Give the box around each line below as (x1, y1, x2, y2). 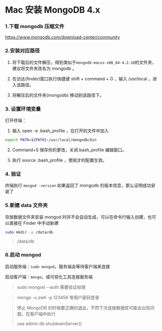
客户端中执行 (30, 311, 56, 316)
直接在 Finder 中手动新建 (9, 220, 59, 226)
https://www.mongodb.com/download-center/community (5, 35, 120, 40)
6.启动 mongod (5, 251, 41, 258)
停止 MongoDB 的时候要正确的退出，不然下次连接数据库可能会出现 (17, 305, 151, 311)
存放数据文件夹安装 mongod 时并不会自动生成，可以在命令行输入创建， (5, 214, 148, 220)
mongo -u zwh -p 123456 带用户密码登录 (17, 295, 100, 300)
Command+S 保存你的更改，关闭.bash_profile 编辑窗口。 (12, 147, 127, 153)
